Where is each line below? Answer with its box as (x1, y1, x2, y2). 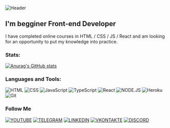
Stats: (5, 51, 20, 58)
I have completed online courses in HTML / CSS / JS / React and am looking (5, 33, 165, 39)
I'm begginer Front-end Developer (5, 19, 116, 28)
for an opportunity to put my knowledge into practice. (5, 38, 118, 44)
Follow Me (5, 105, 32, 112)
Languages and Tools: (5, 75, 61, 83)
